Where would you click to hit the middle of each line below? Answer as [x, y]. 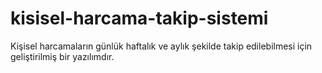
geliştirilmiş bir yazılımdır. [62, 56]
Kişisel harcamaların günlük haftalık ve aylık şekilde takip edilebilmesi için [161, 46]
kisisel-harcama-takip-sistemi [139, 18]
